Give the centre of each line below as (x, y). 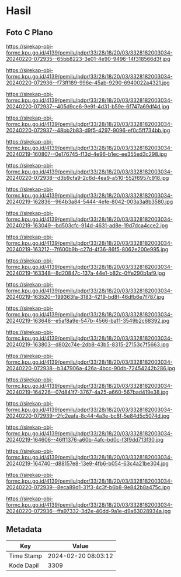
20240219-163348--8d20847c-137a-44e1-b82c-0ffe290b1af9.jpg (86, 273)
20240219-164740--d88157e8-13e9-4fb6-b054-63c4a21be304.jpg (88, 463)
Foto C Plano (29, 33)
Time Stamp (26, 556)
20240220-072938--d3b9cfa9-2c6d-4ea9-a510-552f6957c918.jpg (88, 178)
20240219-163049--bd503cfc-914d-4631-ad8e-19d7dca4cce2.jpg (87, 226)
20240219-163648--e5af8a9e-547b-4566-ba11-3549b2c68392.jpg (88, 321)
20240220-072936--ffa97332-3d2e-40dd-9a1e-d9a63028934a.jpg (88, 511)
